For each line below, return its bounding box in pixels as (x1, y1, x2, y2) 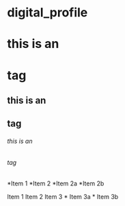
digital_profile (7, 5, 88, 21)
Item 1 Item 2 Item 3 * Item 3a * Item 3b (7, 193, 119, 201)
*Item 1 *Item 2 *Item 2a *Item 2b (7, 179, 105, 188)
